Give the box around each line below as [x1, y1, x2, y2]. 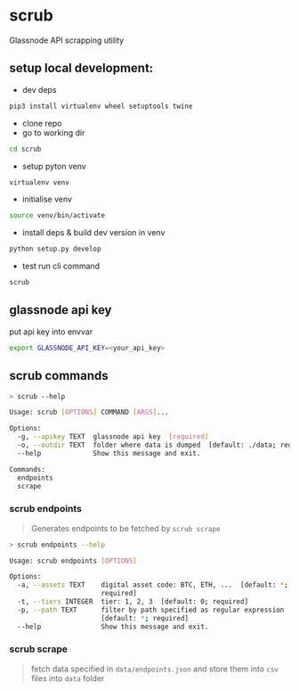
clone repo [21, 118, 62, 128]
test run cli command [21, 260, 101, 272]
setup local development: [9, 61, 154, 76]
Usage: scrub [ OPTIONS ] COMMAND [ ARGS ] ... [9, 407, 169, 417]
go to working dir [21, 127, 85, 138]
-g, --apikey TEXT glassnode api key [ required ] [17, 432, 209, 441]
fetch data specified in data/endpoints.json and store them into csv [30, 663, 279, 674]
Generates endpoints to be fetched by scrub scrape [30, 522, 221, 533]
